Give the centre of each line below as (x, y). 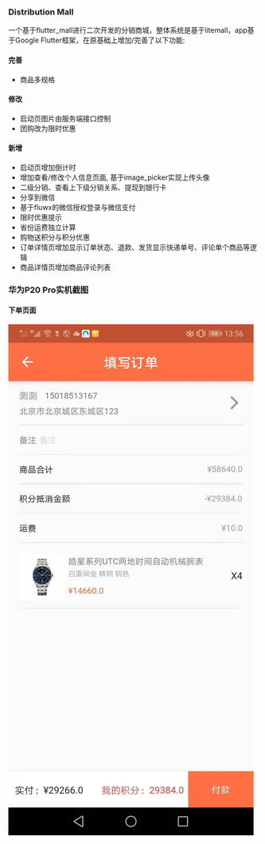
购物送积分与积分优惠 (55, 237)
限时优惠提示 (41, 217)
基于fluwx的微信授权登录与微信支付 (78, 207)
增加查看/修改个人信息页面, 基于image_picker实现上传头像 (115, 177)
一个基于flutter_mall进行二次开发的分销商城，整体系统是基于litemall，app (128, 30)
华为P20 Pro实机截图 (49, 290)
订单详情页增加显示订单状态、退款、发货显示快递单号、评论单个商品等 (135, 247)
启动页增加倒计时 (48, 167)
